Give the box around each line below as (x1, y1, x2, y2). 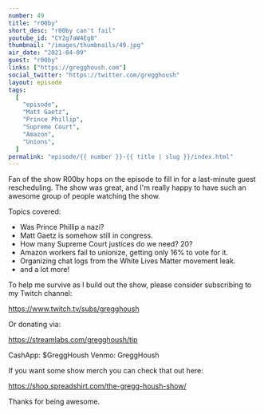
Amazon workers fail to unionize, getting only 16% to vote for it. (19, 248, 229, 258)
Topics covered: (8, 207, 61, 216)
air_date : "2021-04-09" (8, 49, 88, 57)
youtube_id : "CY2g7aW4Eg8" (8, 34, 98, 42)
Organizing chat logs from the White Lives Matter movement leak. (19, 256, 236, 266)
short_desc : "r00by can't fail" (8, 26, 116, 34)
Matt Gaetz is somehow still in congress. (19, 231, 153, 240)
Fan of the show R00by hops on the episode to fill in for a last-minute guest (8, 175, 257, 184)
